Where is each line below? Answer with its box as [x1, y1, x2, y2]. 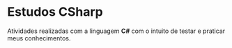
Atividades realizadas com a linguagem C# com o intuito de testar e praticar [7, 27, 226, 35]
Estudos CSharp [7, 4, 103, 20]
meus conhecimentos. [7, 34, 71, 42]
